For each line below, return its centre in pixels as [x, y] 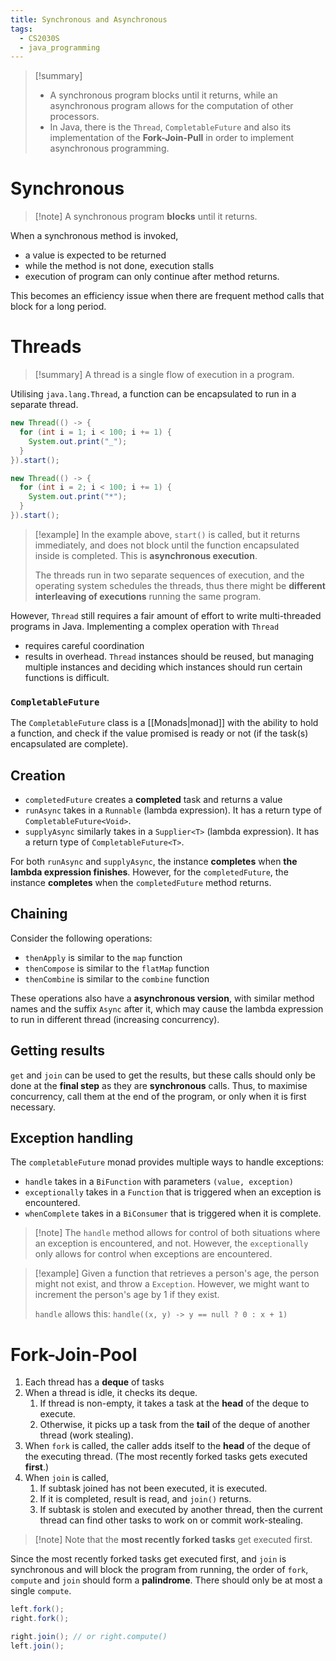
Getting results [58, 1051]
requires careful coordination [84, 645]
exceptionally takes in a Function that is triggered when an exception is [173, 1192]
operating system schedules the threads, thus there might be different [180, 585]
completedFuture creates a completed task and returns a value [153, 799]
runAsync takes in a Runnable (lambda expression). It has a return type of [173, 810]
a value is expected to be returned [95, 255]
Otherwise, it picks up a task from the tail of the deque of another [175, 1425]
